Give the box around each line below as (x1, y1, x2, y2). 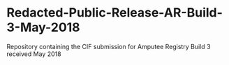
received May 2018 (6, 50, 61, 58)
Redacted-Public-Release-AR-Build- (6, 5, 223, 21)
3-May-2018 (6, 19, 81, 35)
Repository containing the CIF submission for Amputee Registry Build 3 (6, 42, 211, 50)
